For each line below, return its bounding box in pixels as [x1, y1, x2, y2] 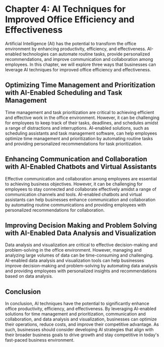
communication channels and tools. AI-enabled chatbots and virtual [5, 191, 142, 197]
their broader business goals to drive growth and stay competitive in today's [5, 332, 160, 338]
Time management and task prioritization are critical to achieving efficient [5, 109, 154, 115]
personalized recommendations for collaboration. [5, 207, 105, 213]
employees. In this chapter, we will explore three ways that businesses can [5, 61, 156, 67]
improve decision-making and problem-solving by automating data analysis [5, 263, 158, 269]
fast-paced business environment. [5, 337, 75, 343]
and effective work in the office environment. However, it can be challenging [5, 115, 160, 120]
